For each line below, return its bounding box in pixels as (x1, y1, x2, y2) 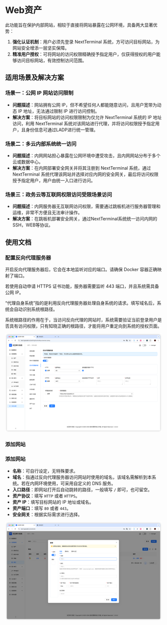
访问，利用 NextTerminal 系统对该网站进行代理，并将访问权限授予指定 (12, 120, 156, 126)
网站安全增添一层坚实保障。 (12, 45, 70, 51)
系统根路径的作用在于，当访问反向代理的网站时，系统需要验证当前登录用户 (5, 316, 158, 322)
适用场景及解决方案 (5, 73, 64, 82)
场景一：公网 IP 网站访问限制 (5, 90, 74, 97)
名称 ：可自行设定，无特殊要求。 (12, 468, 78, 474)
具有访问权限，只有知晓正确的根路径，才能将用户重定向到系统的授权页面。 (9, 323, 162, 329)
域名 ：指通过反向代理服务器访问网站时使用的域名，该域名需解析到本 (12, 474, 152, 480)
